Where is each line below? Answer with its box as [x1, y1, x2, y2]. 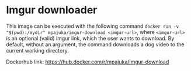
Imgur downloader [6, 3, 98, 17]
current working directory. [6, 47, 69, 54]
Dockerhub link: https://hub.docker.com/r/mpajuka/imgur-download [6, 58, 169, 65]
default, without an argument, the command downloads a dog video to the [6, 41, 185, 48]
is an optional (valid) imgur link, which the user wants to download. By [6, 35, 175, 42]
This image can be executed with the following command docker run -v [6, 23, 179, 29]
